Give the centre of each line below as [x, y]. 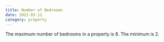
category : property [26, 19]
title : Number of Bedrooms [34, 10]
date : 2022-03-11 [24, 15]
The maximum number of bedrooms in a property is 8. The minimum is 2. [83, 34]
